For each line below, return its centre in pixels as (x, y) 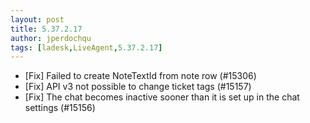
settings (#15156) (60, 108)
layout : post (37, 19)
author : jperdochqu (51, 38)
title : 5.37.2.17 (46, 29)
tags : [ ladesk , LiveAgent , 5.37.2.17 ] (86, 47)
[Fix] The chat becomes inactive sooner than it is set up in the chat (162, 97)
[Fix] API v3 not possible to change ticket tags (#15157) (138, 87)
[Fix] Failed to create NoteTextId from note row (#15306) (140, 76)
